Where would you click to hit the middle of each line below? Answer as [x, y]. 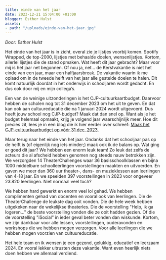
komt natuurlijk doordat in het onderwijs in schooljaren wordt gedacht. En [80, 83]
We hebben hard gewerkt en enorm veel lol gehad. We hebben [69, 191]
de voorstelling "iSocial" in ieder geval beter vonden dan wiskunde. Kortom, [82, 217]
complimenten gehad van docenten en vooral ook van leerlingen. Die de [79, 197]
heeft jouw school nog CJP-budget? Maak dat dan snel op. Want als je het [81, 114]
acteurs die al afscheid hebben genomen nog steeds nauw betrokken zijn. [81, 155]
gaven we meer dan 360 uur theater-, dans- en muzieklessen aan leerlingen [83, 171]
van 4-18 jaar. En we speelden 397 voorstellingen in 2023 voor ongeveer [79, 176]
